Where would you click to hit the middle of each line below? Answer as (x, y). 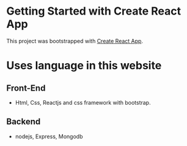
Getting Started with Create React (94, 11)
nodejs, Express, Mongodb (49, 136)
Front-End (26, 88)
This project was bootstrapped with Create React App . (75, 41)
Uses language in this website (84, 66)
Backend (24, 122)
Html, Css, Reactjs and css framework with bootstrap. (83, 102)
